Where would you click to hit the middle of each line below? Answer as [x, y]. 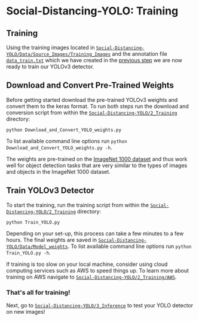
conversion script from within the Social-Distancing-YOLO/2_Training [92, 113]
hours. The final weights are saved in [52, 240]
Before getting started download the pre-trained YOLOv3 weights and [92, 99]
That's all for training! [38, 292]
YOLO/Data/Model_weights [37, 247]
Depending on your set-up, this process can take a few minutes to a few [95, 233]
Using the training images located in [50, 47]
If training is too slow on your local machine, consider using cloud [87, 264]
